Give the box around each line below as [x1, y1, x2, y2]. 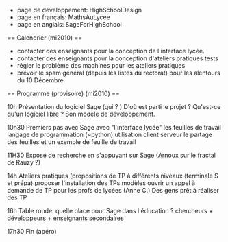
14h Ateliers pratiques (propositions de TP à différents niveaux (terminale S [7, 171, 219, 180]
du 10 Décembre [16, 76, 64, 84]
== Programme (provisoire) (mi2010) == [7, 89, 120, 97]
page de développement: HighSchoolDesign [16, 6, 142, 14]
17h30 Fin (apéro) [7, 228, 57, 235]
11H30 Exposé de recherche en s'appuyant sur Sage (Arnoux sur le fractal [7, 151, 216, 159]
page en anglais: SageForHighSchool [16, 21, 122, 28]
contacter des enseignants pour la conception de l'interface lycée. [16, 47, 205, 55]
